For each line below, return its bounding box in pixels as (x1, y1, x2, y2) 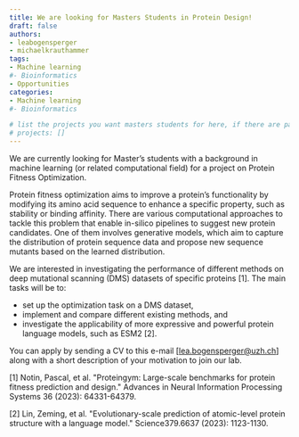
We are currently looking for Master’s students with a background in (9, 153, 258, 163)
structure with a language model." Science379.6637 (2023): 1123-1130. (9, 418, 269, 428)
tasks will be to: (9, 283, 67, 293)
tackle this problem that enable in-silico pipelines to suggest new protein (9, 218, 276, 228)
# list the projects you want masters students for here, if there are (9, 120, 280, 129)
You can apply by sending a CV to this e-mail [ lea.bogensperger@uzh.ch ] (9, 345, 279, 356)
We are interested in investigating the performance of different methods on (9, 264, 285, 274)
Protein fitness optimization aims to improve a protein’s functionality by (9, 189, 269, 200)
